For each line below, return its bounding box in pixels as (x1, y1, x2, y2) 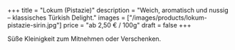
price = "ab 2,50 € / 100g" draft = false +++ (63, 21, 192, 29)
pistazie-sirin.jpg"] (7, 21, 62, 29)
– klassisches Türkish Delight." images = (7, 13, 126, 22)
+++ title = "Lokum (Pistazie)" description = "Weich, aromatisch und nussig (7, 6, 229, 14)
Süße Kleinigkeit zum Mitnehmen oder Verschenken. (7, 35, 162, 43)
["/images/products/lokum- (127, 13, 208, 22)
